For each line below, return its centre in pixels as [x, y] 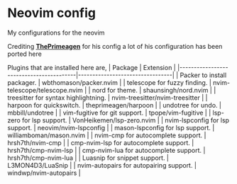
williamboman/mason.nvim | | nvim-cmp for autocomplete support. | [107, 135]
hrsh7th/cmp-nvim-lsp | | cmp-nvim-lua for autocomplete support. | [106, 150]
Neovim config [51, 13]
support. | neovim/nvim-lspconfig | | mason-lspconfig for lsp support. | [111, 127]
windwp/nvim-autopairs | [44, 173]
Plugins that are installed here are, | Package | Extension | [92, 67]
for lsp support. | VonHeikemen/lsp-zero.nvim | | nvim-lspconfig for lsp [126, 120]
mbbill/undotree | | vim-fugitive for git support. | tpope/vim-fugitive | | [109, 113]
